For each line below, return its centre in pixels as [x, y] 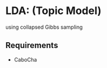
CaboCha [26, 59]
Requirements [32, 45]
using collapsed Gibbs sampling [44, 27]
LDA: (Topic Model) [53, 11]
